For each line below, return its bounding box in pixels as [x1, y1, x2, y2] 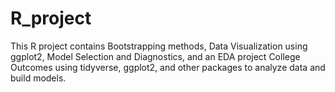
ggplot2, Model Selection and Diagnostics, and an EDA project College [10, 50, 301, 62]
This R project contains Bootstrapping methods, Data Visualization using [10, 40, 308, 52]
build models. [10, 72, 67, 84]
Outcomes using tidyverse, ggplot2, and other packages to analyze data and [10, 61, 326, 73]
